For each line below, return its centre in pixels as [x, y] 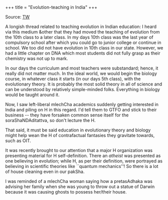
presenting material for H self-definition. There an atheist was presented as [83, 155]
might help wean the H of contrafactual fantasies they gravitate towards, [80, 135]
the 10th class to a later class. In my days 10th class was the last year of [79, 37]
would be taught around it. [32, 95]
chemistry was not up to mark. [37, 58]
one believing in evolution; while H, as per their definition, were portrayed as [84, 161]
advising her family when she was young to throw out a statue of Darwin [80, 186]
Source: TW [18, 17]
